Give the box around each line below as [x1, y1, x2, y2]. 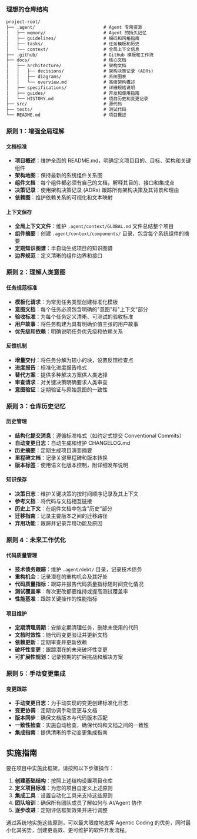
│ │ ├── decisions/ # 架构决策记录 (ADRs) [6, 68, 154, 74]
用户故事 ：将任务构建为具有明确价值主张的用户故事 [14, 320, 139, 328]
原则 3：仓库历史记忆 [6, 402, 66, 410]
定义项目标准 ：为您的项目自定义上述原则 [14, 785, 113, 792]
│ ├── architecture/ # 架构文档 [6, 63, 126, 69]
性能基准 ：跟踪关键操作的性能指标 [14, 595, 98, 602]
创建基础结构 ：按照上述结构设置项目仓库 [14, 777, 113, 784]
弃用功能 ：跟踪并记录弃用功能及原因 [14, 520, 103, 527]
